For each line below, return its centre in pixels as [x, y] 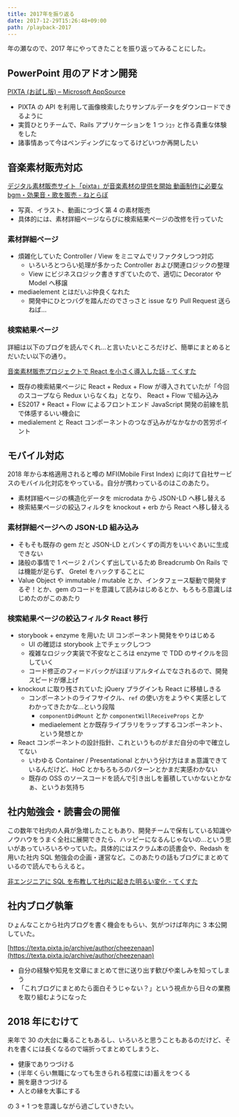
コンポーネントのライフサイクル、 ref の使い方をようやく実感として [127, 698]
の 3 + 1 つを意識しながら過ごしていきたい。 [72, 1106]
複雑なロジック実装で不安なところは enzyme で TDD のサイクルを [125, 653]
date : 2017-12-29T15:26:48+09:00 [57, 21]
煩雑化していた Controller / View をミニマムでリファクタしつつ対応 [116, 256]
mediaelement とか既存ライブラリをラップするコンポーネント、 [133, 725]
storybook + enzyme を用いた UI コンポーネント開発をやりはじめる [117, 635]
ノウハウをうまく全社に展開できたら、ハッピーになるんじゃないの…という [117, 839]
